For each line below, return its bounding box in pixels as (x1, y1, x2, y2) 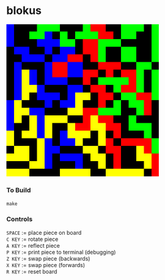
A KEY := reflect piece (6, 242, 60, 249)
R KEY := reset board (6, 268, 57, 275)
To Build (6, 185, 31, 194)
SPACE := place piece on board (6, 229, 82, 236)
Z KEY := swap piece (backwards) (6, 254, 90, 262)
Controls (6, 215, 33, 223)
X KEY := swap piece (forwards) (6, 261, 86, 268)
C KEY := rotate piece (6, 235, 59, 243)
